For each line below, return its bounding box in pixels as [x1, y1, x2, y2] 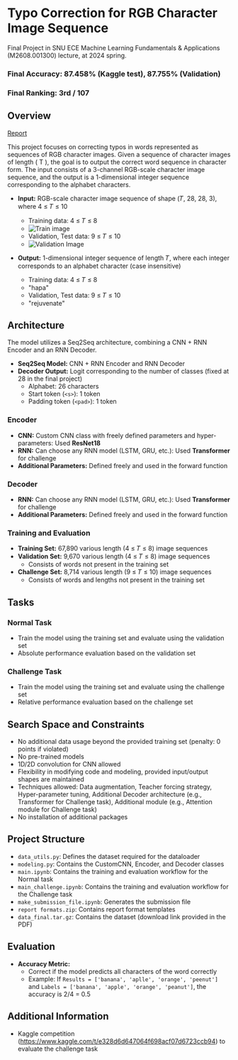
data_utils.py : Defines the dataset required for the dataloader [17, 852, 200, 860]
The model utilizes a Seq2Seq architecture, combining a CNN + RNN [7, 338, 208, 347]
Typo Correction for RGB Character [7, 5, 218, 21]
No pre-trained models [17, 752, 85, 761]
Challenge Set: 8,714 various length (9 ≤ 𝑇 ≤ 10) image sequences [17, 568, 212, 576]
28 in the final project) [17, 374, 83, 383]
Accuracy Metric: [17, 959, 71, 968]
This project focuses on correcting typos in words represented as [7, 142, 199, 151]
